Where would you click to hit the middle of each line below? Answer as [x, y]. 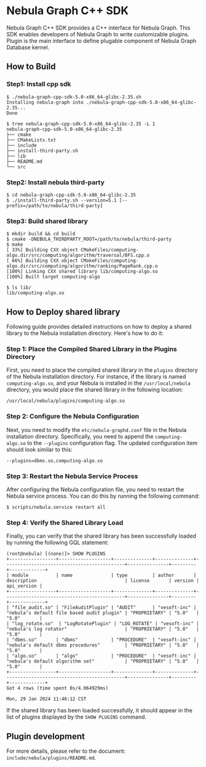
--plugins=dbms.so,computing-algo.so [55, 461]
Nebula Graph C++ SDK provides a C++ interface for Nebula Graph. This [98, 28]
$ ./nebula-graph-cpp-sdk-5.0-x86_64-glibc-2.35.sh [74, 97]
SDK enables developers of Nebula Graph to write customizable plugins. [98, 34]
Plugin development [46, 736]
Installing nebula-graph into [45, 102]
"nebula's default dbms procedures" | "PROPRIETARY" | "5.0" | [103, 645]
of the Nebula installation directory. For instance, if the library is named [96, 377]
